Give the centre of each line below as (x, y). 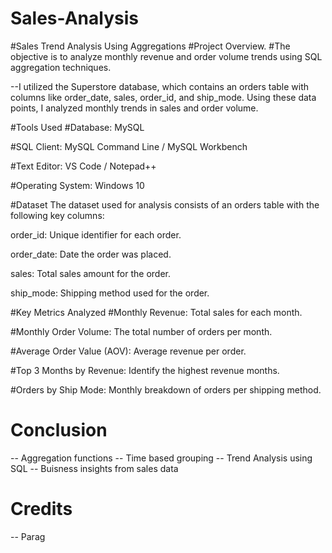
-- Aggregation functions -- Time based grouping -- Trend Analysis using (161, 458)
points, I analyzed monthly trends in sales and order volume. (134, 108)
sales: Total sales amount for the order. (90, 273)
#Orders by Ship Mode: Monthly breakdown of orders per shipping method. (166, 389)
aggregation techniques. (61, 67)
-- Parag (28, 536)
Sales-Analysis (74, 18)
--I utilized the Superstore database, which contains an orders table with (160, 86)
